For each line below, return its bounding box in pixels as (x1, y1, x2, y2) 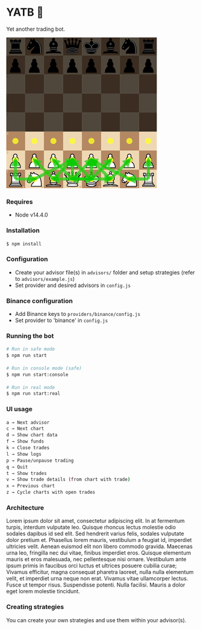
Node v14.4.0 (14, 211, 48, 219)
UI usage (6, 405, 33, 414)
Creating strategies (6, 603, 64, 611)
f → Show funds (6, 438, 45, 445)
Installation (6, 226, 40, 235)
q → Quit (6, 464, 28, 470)
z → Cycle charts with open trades (6, 490, 96, 496)
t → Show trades (6, 470, 47, 476)
